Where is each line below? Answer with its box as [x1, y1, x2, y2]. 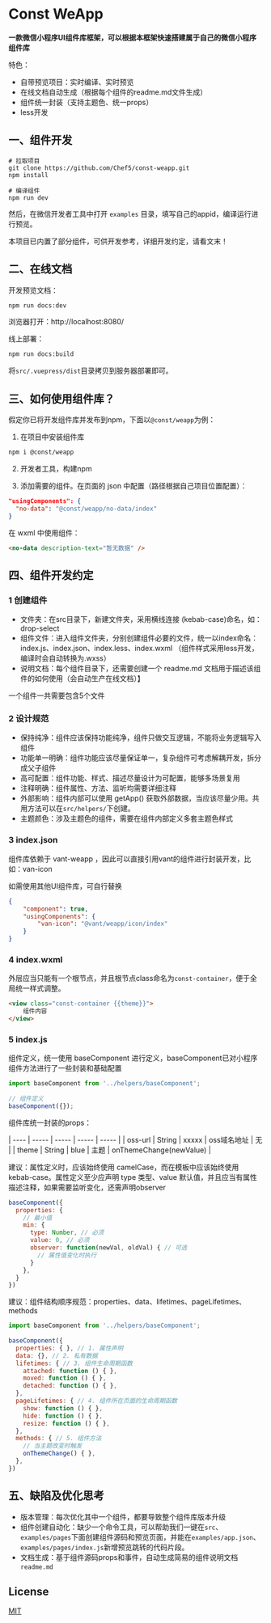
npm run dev [8, 193, 49, 202]
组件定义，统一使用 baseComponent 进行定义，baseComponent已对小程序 [8, 1053, 258, 1063]
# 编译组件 [8, 187, 40, 195]
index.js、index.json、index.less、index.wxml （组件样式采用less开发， [19, 644, 259, 653]
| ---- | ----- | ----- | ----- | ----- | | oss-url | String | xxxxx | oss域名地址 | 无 [8, 1135, 263, 1144]
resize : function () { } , [23, 1419, 111, 1427]
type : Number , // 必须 [29, 1228, 104, 1237]
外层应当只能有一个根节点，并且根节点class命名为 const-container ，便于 [8, 974, 251, 983]
